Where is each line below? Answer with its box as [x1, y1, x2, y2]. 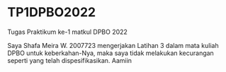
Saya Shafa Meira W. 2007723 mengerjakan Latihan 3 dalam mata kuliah [7, 41, 219, 49]
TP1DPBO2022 [7, 4, 96, 20]
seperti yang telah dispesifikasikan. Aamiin [7, 56, 132, 64]
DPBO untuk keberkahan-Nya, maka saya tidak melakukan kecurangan [7, 49, 214, 57]
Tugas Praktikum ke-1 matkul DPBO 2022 [7, 28, 128, 36]
